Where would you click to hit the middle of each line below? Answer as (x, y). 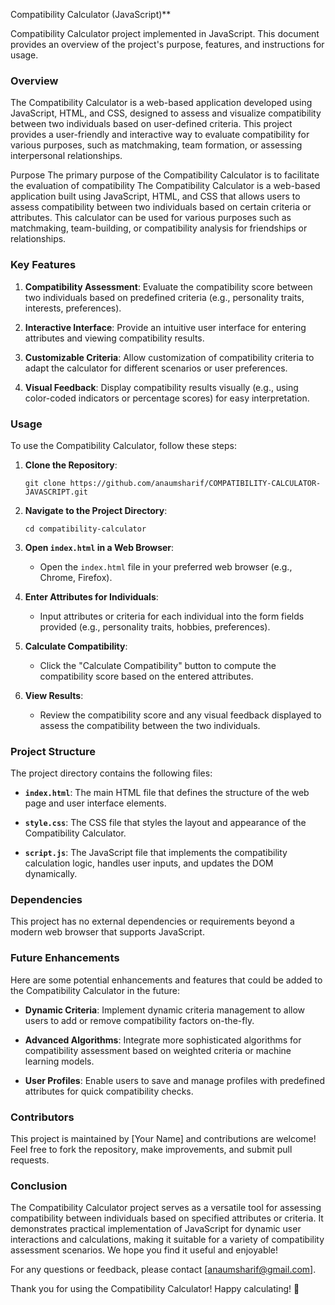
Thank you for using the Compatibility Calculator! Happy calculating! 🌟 (155, 1289)
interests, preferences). (73, 308)
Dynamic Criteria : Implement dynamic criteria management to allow (165, 1010)
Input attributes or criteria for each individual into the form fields (172, 616)
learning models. (59, 1061)
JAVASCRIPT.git (56, 492)
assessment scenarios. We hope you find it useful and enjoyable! (144, 1250)
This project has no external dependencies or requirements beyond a (152, 921)
